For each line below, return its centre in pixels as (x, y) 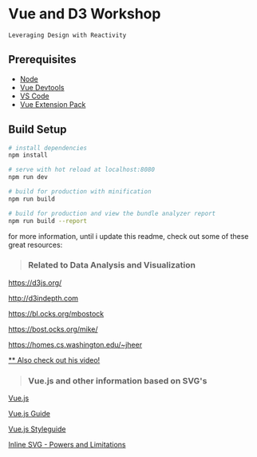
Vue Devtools (42, 87)
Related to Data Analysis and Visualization (111, 265)
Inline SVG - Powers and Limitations (67, 445)
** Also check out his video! (54, 360)
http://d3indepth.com (43, 298)
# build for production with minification (80, 192)
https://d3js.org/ (35, 282)
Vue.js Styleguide (37, 429)
